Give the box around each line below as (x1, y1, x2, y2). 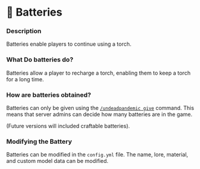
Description (6, 27, 42, 35)
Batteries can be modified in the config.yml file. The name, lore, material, (6, 151, 189, 158)
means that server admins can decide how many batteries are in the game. (6, 111, 193, 118)
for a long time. (6, 75, 44, 83)
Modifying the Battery (6, 138, 73, 146)
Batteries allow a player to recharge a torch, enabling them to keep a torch (6, 69, 191, 76)
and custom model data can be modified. (6, 158, 109, 165)
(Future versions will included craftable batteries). (6, 123, 130, 130)
